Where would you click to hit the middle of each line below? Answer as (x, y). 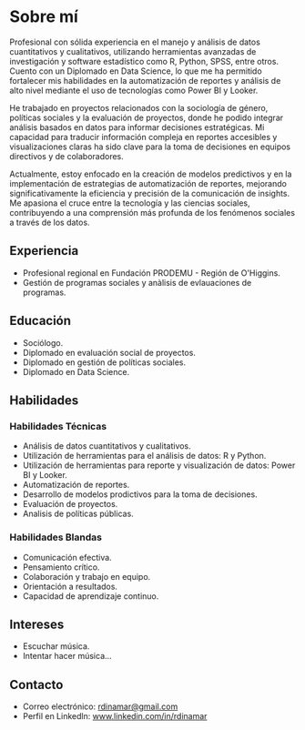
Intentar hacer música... (67, 656)
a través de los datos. (50, 222)
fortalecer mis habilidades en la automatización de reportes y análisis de (145, 80)
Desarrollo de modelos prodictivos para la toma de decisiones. (140, 494)
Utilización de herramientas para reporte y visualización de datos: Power (159, 465)
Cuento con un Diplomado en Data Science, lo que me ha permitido (136, 71)
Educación (40, 321)
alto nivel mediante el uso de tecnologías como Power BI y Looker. (134, 90)
